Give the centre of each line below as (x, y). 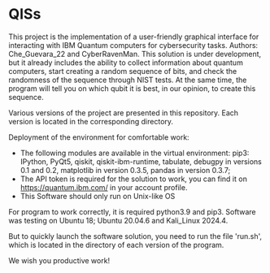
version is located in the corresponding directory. (91, 121)
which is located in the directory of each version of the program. (116, 245)
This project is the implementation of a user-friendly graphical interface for (134, 37)
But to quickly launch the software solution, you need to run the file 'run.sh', (135, 236)
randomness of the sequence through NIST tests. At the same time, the (128, 80)
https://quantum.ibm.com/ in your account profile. (104, 187)
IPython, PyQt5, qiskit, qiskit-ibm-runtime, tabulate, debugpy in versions (141, 161)
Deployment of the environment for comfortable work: (99, 137)
